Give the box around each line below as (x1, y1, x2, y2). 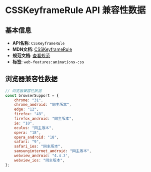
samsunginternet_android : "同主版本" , (14, 149, 92, 154)
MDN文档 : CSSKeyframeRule (12, 46, 72, 52)
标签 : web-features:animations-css (12, 59, 85, 65)
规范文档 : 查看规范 (12, 53, 50, 58)
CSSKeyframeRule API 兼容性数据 (5, 4, 146, 16)
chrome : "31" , (14, 98, 43, 103)
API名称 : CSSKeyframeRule (12, 40, 65, 46)
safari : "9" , (14, 139, 41, 145)
